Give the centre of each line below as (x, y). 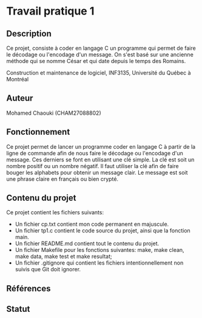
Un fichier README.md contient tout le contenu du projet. (87, 243)
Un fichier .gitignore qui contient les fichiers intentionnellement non (99, 263)
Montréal (18, 79)
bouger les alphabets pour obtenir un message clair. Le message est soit (97, 172)
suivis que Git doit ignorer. (48, 269)
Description (29, 34)
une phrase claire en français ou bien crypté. (62, 179)
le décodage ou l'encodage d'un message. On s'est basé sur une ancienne (100, 55)
